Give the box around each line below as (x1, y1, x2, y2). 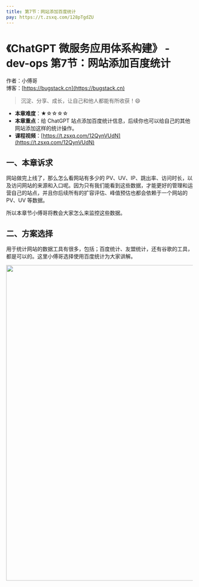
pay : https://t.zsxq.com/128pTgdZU (6, 14, 94, 20)
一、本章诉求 (6, 157, 53, 168)
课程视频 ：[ (14, 132, 43, 140)
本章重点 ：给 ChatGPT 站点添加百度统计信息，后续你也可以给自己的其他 (14, 117, 191, 125)
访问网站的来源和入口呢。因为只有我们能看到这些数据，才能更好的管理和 (11, 182, 188, 189)
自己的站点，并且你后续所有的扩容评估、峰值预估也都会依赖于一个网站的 (11, 190, 188, 197)
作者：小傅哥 (6, 77, 37, 84)
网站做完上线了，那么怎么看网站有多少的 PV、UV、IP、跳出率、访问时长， (6, 175, 188, 182)
